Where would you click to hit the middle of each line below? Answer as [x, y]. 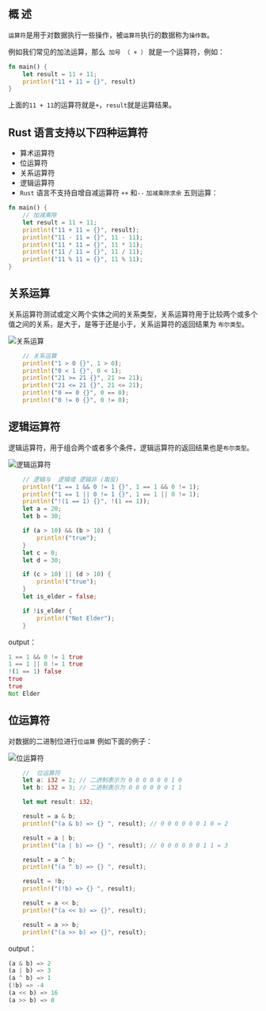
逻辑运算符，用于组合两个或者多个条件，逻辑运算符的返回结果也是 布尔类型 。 [131, 448]
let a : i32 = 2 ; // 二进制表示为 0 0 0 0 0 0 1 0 [102, 780]
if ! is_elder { [47, 611]
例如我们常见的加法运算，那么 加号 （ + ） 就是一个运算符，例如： [117, 52]
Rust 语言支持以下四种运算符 [78, 132]
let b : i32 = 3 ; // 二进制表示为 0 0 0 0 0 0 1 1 [102, 788]
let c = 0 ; [40, 553]
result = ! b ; [44, 882]
